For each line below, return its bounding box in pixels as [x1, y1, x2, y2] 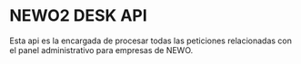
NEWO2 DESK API [9, 5, 147, 26]
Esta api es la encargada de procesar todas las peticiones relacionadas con [9, 35, 293, 46]
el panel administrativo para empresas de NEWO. [9, 44, 194, 55]
